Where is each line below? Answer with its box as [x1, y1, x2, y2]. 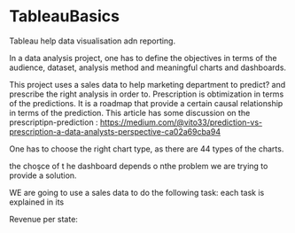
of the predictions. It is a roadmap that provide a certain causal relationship [9, 97, 283, 108]
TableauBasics [9, 6, 120, 27]
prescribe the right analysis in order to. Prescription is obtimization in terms [9, 89, 284, 99]
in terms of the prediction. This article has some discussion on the [9, 107, 251, 118]
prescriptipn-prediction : [9, 117, 99, 128]
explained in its [9, 197, 65, 207]
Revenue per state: [9, 214, 78, 224]
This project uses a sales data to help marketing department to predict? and [9, 79, 286, 89]
